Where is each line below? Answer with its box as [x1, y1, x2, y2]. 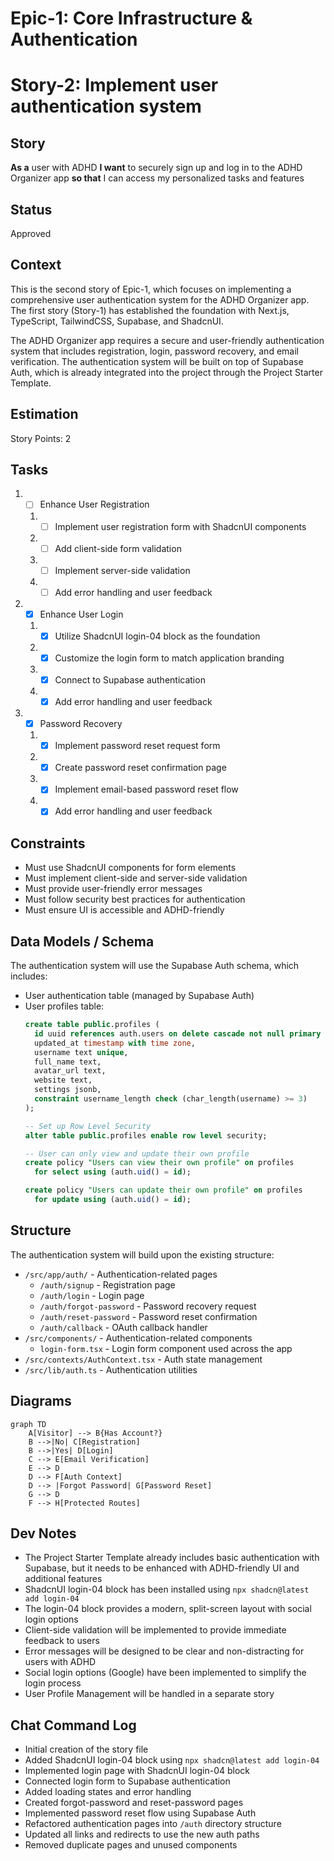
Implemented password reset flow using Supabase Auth [24, 1807, 257, 1819]
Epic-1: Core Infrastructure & [10, 7, 253, 30]
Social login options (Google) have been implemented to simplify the [24, 1667, 307, 1679]
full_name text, [34, 1057, 102, 1067]
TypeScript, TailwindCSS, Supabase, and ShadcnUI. [10, 315, 224, 327]
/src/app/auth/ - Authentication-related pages [24, 1268, 218, 1280]
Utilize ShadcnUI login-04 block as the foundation [54, 630, 261, 642]
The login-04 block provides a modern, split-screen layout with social [24, 1603, 312, 1615]
